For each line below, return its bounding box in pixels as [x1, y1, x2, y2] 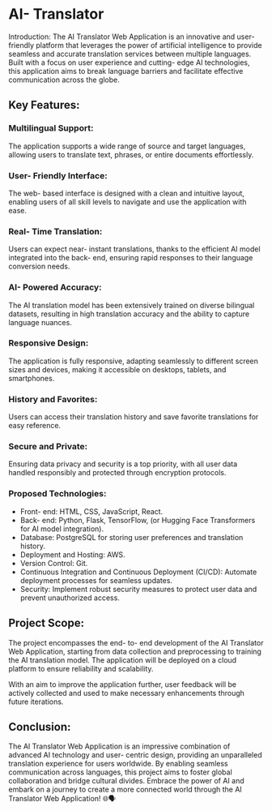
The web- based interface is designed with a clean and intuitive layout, [8, 188, 245, 198]
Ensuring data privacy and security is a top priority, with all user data [8, 459, 238, 469]
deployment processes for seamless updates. [19, 575, 172, 585]
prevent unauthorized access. [19, 593, 120, 603]
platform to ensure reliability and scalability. [8, 663, 154, 673]
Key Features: [8, 98, 80, 112]
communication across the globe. [8, 75, 120, 84]
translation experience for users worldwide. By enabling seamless [8, 759, 228, 769]
